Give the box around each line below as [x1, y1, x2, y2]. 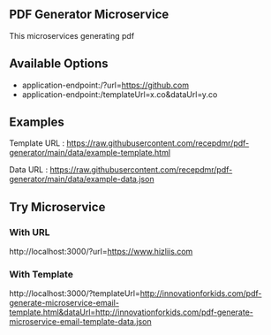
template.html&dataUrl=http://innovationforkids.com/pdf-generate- [9, 307, 254, 317]
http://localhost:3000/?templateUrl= [9, 288, 141, 299]
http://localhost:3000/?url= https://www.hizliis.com [9, 247, 193, 257]
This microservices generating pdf [9, 30, 135, 41]
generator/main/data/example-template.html [9, 148, 170, 158]
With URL [9, 225, 50, 238]
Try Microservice [9, 199, 106, 215]
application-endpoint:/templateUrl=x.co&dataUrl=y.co [21, 88, 218, 100]
